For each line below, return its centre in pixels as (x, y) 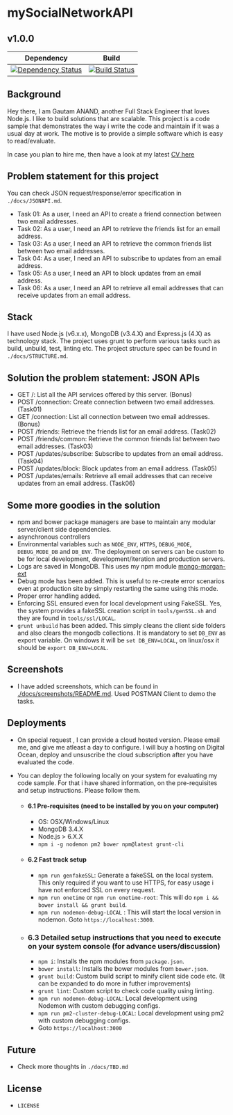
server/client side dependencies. (64, 530)
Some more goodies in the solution (84, 505)
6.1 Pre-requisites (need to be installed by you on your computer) (123, 806)
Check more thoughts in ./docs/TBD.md (72, 1067)
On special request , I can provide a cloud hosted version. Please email (119, 740)
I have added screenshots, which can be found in (87, 686)
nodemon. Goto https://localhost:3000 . (96, 919)
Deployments (37, 723)
